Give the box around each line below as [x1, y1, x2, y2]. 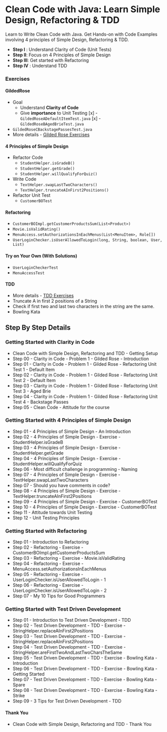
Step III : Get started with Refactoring [12, 57, 89, 63]
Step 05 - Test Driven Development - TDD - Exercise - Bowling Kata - [12, 655, 158, 661]
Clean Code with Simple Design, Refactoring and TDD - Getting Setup [12, 350, 158, 356]
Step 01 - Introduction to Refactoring [12, 539, 89, 545]
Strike [12, 692, 25, 699]
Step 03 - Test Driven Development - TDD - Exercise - [12, 633, 126, 640]
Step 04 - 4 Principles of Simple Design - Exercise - [12, 455, 121, 461]
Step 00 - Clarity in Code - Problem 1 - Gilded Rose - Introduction [12, 356, 149, 362]
